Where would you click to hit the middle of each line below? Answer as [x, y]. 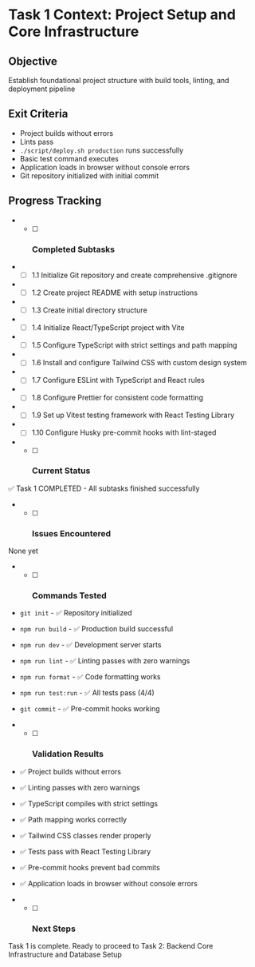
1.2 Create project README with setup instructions [114, 292]
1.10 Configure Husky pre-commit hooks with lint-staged [124, 432]
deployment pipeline [42, 89]
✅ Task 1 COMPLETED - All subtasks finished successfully [104, 488]
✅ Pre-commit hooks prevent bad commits [90, 867]
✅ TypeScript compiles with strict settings [88, 803]
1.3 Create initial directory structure [89, 310]
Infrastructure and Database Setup [65, 955]
